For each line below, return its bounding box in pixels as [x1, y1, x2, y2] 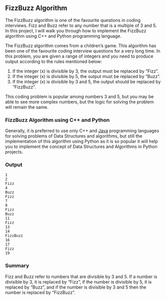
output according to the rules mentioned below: [5, 58, 103, 64]
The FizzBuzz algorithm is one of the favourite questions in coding [5, 17, 141, 23]
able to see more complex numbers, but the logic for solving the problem [5, 99, 154, 105]
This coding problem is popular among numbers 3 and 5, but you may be [5, 93, 154, 99]
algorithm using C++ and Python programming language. [5, 33, 122, 39]
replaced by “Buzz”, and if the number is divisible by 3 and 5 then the [5, 284, 147, 290]
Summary [5, 262, 30, 269]
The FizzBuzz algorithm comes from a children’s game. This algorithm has [5, 42, 157, 49]
